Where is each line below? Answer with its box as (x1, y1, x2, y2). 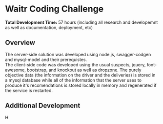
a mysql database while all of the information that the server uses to (5, 77, 142, 83)
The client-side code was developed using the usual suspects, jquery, (5, 62, 146, 67)
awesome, (5, 67, 26, 73)
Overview (5, 39, 36, 47)
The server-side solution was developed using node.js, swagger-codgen (5, 51, 151, 57)
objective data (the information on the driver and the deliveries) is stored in (5, 72, 156, 78)
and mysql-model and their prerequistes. (5, 57, 87, 62)
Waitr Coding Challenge (5, 3, 104, 15)
